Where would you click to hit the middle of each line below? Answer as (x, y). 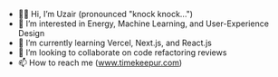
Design (31, 33)
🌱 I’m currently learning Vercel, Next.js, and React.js (115, 43)
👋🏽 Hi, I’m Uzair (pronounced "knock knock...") (105, 14)
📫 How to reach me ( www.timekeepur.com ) (100, 63)
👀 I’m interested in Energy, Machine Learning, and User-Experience (144, 24)
